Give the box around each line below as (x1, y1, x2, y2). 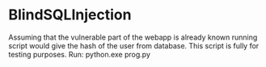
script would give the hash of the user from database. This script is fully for (8, 40, 260, 50)
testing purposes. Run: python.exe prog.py (8, 49, 151, 59)
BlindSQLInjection (8, 6, 132, 24)
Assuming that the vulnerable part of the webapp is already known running (8, 32, 258, 42)
